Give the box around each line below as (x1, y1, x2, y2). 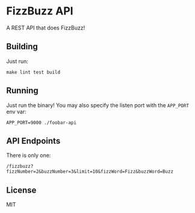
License (6, 185, 37, 195)
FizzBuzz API (6, 4, 73, 18)
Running (6, 85, 39, 96)
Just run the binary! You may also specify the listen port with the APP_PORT (6, 101, 190, 109)
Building (6, 42, 38, 52)
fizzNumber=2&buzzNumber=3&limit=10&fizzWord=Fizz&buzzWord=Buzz (6, 168, 173, 175)
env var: (6, 108, 26, 115)
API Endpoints (6, 135, 61, 146)
